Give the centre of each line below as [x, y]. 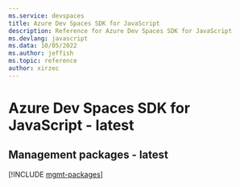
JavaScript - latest [71, 125]
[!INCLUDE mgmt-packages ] [56, 174]
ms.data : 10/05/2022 [43, 46]
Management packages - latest [89, 155]
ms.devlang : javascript [48, 38]
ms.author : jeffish [41, 53]
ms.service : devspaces [46, 16]
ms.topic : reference [43, 61]
